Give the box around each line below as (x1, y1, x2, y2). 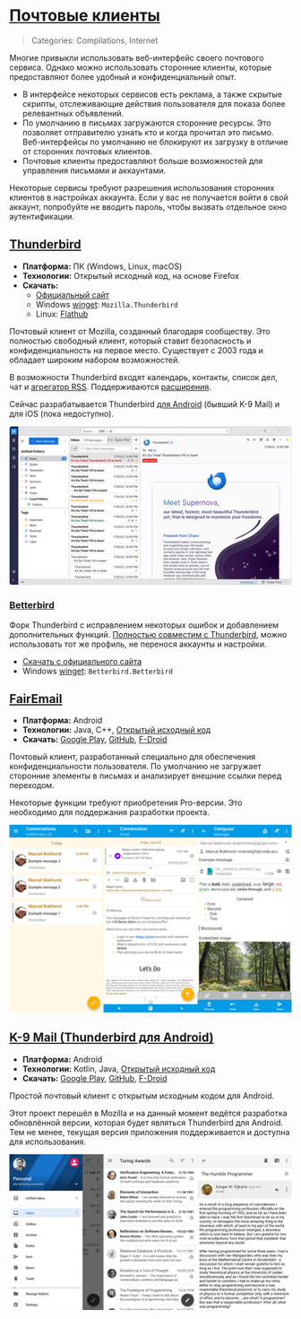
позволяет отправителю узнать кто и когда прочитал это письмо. (21, 126, 274, 137)
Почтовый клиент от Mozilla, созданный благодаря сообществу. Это (9, 325, 271, 336)
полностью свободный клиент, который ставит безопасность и (9, 335, 252, 346)
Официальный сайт (35, 289, 110, 300)
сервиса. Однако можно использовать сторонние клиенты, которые (9, 62, 272, 73)
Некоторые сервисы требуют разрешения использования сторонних (9, 182, 275, 193)
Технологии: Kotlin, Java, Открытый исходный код (21, 1063, 216, 1074)
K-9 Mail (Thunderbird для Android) (9, 1030, 214, 1046)
